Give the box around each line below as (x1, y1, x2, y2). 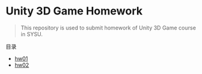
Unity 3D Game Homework (5, 4, 143, 18)
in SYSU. (20, 30, 43, 37)
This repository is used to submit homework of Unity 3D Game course (20, 24, 196, 31)
